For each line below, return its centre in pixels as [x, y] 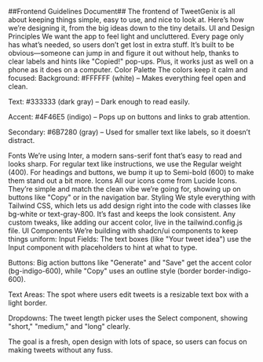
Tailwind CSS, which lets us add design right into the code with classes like [130, 206]
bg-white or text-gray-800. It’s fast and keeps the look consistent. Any [122, 214]
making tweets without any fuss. [60, 350]
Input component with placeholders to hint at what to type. [103, 247]
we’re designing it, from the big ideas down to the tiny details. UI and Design [131, 28]
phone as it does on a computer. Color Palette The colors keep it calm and [128, 69]
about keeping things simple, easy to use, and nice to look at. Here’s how [126, 20]
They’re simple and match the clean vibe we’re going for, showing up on [124, 189]
